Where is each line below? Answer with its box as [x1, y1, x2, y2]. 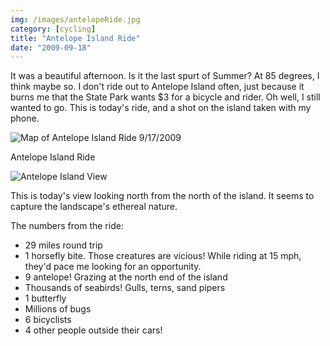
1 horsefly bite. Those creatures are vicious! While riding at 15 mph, [24, 250, 302, 262]
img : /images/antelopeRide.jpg [10, 14, 141, 25]
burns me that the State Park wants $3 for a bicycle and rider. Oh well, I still [10, 91, 321, 103]
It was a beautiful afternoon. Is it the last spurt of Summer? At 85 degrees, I [10, 70, 320, 82]
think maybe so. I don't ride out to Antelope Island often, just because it [10, 81, 305, 93]
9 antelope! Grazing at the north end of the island [24, 271, 228, 283]
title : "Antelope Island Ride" [10, 33, 141, 43]
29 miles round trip [24, 239, 103, 251]
